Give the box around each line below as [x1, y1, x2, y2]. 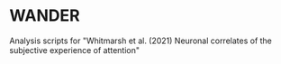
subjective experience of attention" [9, 44, 140, 55]
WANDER [9, 5, 80, 26]
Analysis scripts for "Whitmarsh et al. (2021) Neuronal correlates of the [9, 35, 273, 46]
